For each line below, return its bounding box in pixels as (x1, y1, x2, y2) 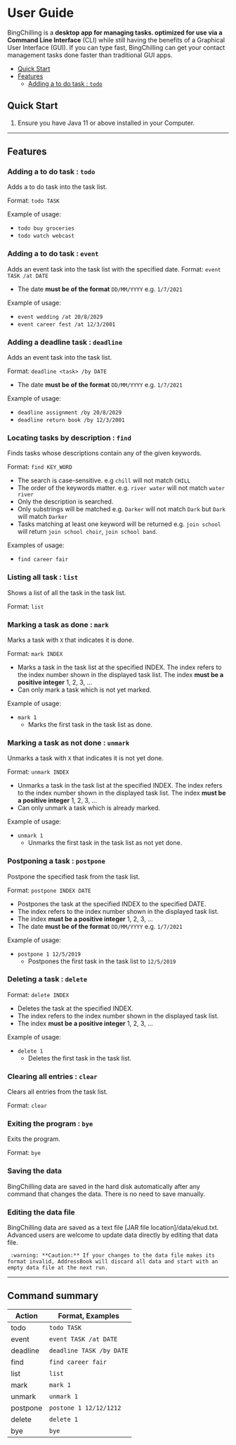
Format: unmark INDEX (7, 767, 70, 776)
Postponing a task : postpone (7, 856, 105, 866)
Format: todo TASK (7, 196, 60, 205)
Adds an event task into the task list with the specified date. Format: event (7, 264, 221, 273)
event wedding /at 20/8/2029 (17, 313, 103, 320)
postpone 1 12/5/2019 (17, 951, 81, 958)
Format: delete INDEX (7, 990, 70, 999)
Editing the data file (7, 1207, 75, 1217)
